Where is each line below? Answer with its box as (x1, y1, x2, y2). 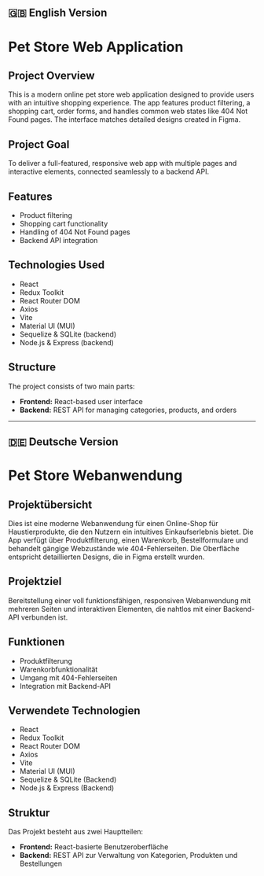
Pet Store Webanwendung (8, 467, 183, 484)
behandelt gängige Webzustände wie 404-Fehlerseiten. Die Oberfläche (8, 544, 240, 554)
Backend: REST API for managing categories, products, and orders (19, 405, 237, 414)
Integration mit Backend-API (19, 681, 112, 690)
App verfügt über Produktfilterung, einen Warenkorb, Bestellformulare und (8, 536, 249, 545)
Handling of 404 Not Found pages (19, 227, 131, 237)
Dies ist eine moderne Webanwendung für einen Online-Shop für (8, 519, 218, 528)
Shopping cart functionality (19, 219, 108, 229)
